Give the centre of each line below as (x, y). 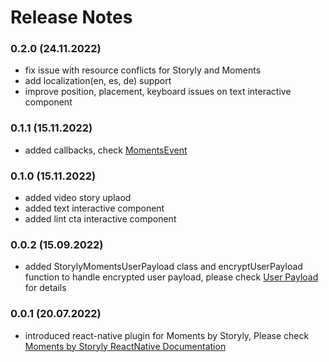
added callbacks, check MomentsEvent (106, 150)
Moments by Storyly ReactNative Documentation (125, 346)
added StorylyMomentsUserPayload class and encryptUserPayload (163, 267)
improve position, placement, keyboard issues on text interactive (158, 92)
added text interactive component (94, 208)
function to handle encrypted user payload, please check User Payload (171, 277)
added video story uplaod (78, 198)
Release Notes (71, 17)
